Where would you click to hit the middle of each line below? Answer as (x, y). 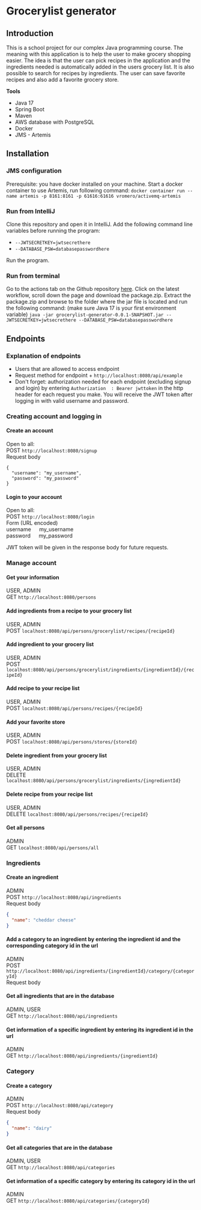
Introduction (30, 33)
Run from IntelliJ (31, 211)
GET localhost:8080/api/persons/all (52, 847)
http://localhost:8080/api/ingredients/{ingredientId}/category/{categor (100, 971)
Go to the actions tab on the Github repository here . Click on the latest (93, 289)
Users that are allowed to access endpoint (67, 368)
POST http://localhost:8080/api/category (60, 1105)
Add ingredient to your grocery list (50, 644)
